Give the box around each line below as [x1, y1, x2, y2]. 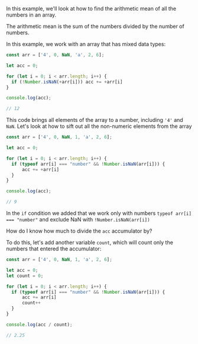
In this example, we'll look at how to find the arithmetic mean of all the [6, 5, 177, 12]
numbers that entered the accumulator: [6, 245, 102, 252]
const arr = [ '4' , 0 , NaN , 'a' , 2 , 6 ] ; [6, 52, 105, 58]
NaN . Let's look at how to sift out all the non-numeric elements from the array [6, 123, 192, 130]
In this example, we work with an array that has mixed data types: [6, 41, 166, 47]
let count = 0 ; [6, 272, 44, 279]
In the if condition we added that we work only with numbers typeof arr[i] [6, 210, 192, 217]
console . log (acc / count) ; [6, 322, 73, 327]
